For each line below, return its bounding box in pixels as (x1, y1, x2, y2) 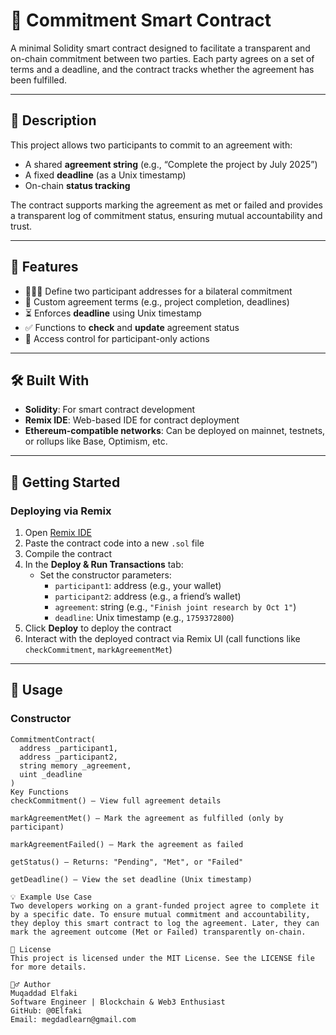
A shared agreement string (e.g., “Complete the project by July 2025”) (24, 158, 318, 170)
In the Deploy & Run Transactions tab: (24, 559, 184, 571)
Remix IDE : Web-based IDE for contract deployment (24, 414, 240, 426)
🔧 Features (10, 259, 79, 276)
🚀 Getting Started (10, 474, 121, 491)
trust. (10, 220, 33, 232)
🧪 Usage (10, 682, 63, 699)
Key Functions (10, 787, 70, 797)
